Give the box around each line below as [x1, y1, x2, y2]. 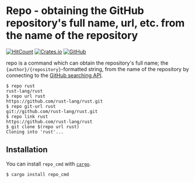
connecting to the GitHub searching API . [6, 72, 103, 79]
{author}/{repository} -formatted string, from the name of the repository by [6, 65, 189, 72]
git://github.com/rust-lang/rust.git [6, 108, 98, 114]
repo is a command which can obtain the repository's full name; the [6, 59, 169, 66]
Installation [6, 145, 48, 155]
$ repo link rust [6, 114, 48, 119]
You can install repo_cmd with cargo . [6, 160, 92, 167]
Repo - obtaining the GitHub [6, 4, 144, 17]
